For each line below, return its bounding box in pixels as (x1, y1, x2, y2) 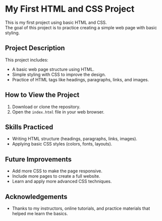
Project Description (5, 44, 65, 52)
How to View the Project (5, 91, 79, 99)
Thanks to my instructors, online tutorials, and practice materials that (12, 205, 150, 211)
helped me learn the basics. (12, 211, 68, 216)
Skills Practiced (5, 123, 54, 131)
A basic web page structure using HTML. (12, 66, 95, 72)
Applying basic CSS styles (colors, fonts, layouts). (12, 141, 112, 147)
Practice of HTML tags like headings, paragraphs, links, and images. (12, 76, 149, 82)
